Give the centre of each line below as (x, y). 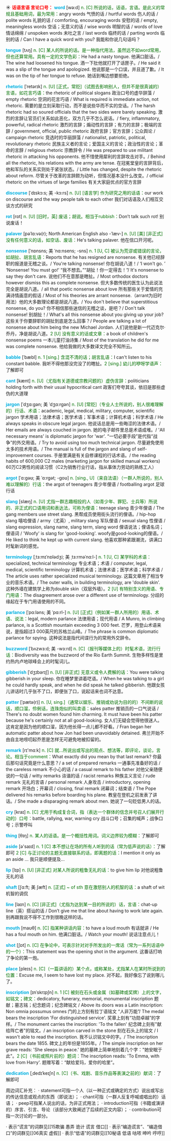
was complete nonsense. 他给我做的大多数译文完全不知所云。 (70, 346)
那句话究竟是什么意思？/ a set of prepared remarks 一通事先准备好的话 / (85, 763)
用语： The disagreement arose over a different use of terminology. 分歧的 (87, 595)
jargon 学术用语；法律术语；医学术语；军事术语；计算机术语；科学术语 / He (85, 417)
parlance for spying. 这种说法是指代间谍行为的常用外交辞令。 (70, 638)
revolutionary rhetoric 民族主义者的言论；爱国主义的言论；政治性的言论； (82, 144)
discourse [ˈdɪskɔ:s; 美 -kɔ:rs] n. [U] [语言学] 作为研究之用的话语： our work (85, 193)
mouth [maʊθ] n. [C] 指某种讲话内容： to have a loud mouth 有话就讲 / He (82, 928)
